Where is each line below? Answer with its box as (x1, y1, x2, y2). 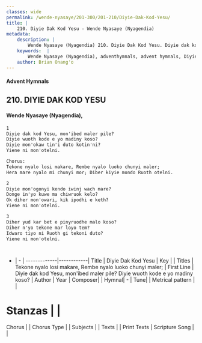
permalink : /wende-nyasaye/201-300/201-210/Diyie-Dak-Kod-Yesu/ (6, 14, 171, 20)
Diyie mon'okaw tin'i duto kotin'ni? (6, 142, 101, 148)
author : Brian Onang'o (17, 59, 74, 65)
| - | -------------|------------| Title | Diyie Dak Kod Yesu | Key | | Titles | (14, 257, 194, 264)
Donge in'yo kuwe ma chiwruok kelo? (6, 192, 98, 198)
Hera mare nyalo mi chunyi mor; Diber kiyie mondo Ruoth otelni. (6, 169, 173, 175)
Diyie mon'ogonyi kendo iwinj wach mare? (6, 186, 112, 192)
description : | (17, 37, 55, 43)
